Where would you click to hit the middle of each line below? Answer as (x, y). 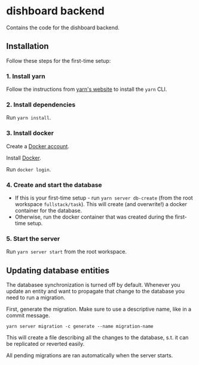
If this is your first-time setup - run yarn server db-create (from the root (104, 198)
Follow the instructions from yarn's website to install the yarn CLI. (87, 89)
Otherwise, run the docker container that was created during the (94, 217)
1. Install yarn (26, 76)
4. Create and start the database (54, 185)
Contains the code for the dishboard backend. (63, 27)
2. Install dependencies (41, 105)
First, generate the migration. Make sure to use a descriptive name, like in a (99, 309)
